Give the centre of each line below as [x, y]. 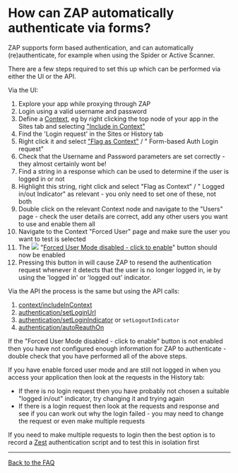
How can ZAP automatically [91, 13]
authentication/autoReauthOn [61, 327]
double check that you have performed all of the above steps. [98, 356]
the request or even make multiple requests [82, 421]
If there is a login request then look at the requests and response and [119, 406]
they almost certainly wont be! [62, 163]
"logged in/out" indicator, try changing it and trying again [101, 398]
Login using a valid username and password [82, 111]
